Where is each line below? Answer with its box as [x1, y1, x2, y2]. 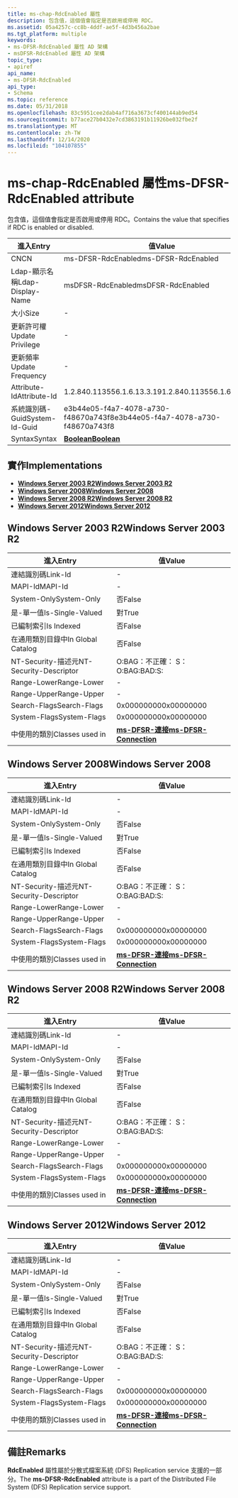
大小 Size [11, 308, 40, 318]
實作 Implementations [7, 459, 103, 472]
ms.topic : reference [7, 97, 69, 104]
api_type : [7, 83, 37, 90]
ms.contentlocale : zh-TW [7, 129, 81, 136]
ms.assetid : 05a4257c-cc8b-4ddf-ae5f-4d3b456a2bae [7, 23, 160, 31]
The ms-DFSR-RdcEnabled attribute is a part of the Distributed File [20, 1475, 217, 1483]
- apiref [7, 63, 33, 70]
